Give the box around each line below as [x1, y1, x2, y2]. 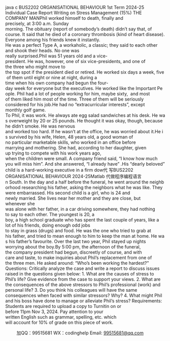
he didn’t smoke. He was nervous [5, 123, 75, 129]
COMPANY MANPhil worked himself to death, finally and [5, 15, 123, 21]
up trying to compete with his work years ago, [5, 150, 101, 156]
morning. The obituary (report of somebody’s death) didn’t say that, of [5, 26, 152, 32]
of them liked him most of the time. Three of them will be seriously [5, 96, 144, 102]
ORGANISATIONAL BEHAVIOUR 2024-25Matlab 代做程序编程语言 [5, 173, 142, 179]
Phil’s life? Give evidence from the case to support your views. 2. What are [5, 276, 161, 282]
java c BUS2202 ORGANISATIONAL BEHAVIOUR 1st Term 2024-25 [5, 5, 145, 10]
